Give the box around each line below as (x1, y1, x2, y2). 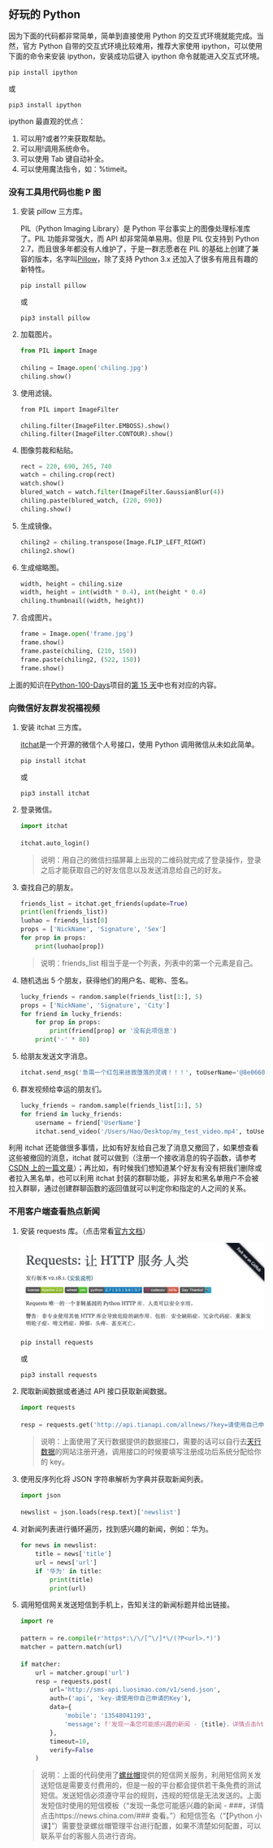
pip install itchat (19, 756, 87, 765)
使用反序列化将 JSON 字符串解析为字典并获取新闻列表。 (19, 1474, 208, 1484)
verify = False (50, 1746, 93, 1754)
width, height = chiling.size (19, 580, 123, 588)
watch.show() (19, 479, 65, 488)
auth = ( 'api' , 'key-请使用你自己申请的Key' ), (50, 1694, 192, 1702)
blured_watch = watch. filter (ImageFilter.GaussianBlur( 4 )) (19, 488, 225, 496)
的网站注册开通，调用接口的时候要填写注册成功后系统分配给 (54, 1446, 254, 1456)
